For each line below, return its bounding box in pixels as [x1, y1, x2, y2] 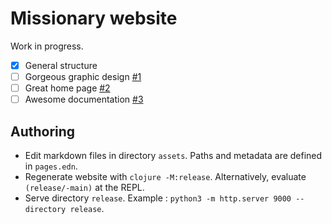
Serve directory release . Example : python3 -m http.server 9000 [24, 192, 292, 204]
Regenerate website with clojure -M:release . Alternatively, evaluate [24, 171, 307, 182]
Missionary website [10, 7, 178, 30]
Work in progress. [10, 40, 84, 52]
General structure [24, 59, 98, 71]
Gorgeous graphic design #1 [24, 71, 142, 82]
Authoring [10, 123, 76, 140]
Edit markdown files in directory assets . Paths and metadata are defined [24, 150, 323, 161]
